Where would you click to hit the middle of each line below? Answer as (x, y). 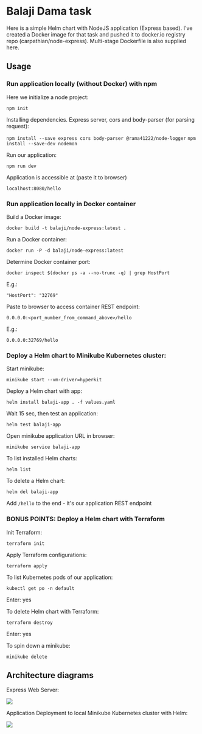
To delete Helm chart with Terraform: (53, 611)
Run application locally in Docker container (71, 204)
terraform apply (27, 566)
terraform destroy (30, 622)
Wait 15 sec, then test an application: (52, 414)
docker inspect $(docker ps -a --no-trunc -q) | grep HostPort (88, 273)
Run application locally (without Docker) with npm (82, 84)
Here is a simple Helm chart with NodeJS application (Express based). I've (99, 28)
